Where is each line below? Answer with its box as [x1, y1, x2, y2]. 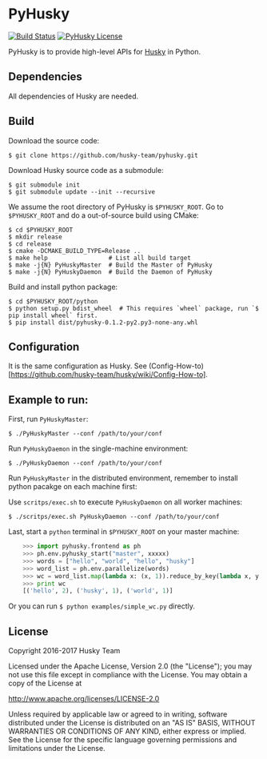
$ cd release [8, 239, 52, 248]
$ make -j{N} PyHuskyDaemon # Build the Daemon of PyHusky [8, 267, 213, 276]
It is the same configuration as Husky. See [8, 361, 148, 371]
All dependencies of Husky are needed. [8, 91, 139, 101]
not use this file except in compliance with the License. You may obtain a [8, 670, 248, 680]
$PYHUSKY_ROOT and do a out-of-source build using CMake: [8, 210, 199, 220]
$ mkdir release [8, 233, 62, 241]
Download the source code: [8, 135, 100, 145]
